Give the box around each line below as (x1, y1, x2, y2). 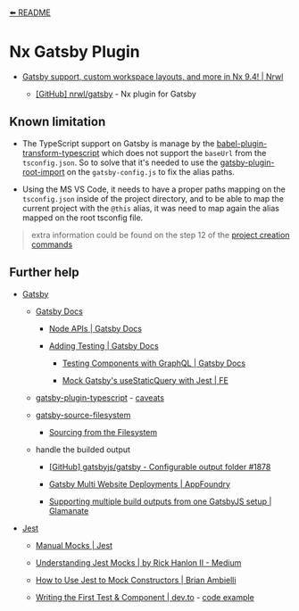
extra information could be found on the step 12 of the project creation (30, 229, 290, 240)
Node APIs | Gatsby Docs (48, 323, 143, 334)
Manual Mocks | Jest (35, 540, 113, 550)
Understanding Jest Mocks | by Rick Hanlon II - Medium (35, 557, 242, 568)
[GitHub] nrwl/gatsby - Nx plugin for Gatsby (35, 88, 196, 99)
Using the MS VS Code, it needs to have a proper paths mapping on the (21, 184, 286, 194)
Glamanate (48, 505, 89, 516)
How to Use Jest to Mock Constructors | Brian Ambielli (35, 574, 237, 585)
